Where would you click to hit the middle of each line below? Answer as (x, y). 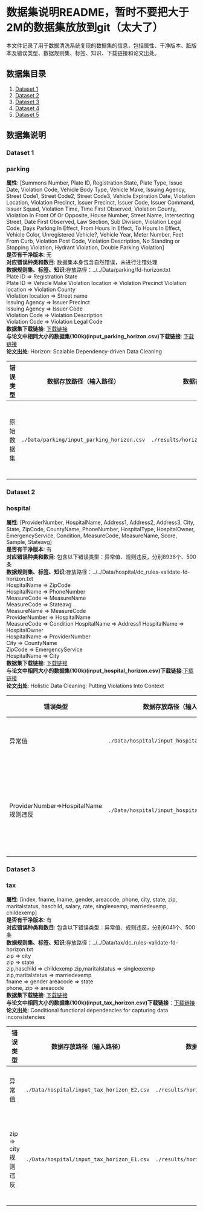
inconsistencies (26, 1017)
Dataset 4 (27, 108)
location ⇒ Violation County (41, 290)
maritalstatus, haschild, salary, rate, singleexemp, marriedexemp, (87, 906)
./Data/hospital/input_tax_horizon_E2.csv (88, 1089)
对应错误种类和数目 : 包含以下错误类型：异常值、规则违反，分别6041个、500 (101, 927)
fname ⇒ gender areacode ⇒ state (50, 981)
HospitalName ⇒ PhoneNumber (46, 591)
